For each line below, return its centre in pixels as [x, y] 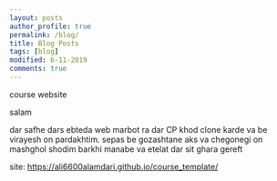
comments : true [38, 69]
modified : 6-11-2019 [49, 60]
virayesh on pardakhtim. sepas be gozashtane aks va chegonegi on [136, 139]
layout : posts [36, 18]
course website [38, 94]
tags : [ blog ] [34, 52]
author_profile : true [51, 26]
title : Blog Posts [44, 43]
